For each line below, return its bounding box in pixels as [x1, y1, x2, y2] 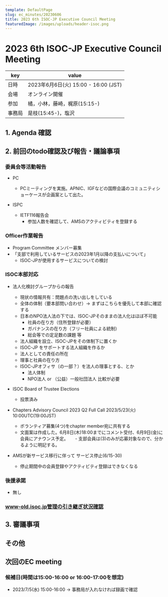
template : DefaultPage [5, 7, 53, 13]
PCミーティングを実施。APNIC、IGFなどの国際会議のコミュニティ [20, 186, 156, 192]
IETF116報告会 [20, 212, 49, 218]
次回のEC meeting [5, 558, 62, 566]
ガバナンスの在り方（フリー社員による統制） [27, 325, 120, 331]
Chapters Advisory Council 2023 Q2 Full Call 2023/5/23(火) [12, 407, 136, 413]
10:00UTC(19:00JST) [12, 412, 56, 418]
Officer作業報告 [5, 232, 44, 239]
